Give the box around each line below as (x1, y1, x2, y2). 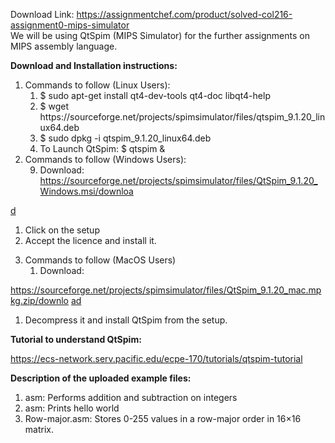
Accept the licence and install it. (24, 235, 157, 246)
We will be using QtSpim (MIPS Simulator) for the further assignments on (10, 30, 310, 41)
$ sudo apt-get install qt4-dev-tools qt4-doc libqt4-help (39, 90, 271, 101)
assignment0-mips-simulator (10, 19, 130, 31)
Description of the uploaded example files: (10, 372, 192, 384)
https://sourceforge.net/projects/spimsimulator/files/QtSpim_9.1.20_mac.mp (10, 284, 322, 296)
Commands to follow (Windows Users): (24, 154, 187, 165)
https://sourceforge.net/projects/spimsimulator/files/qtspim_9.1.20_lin (39, 111, 326, 123)
